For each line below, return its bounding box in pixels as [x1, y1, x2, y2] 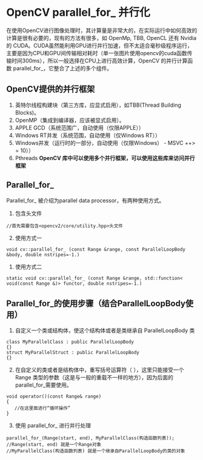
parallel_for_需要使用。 [15, 381, 73, 388]
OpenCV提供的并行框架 [6, 84, 95, 95]
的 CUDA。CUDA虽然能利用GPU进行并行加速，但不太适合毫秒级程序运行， [6, 42, 193, 49]
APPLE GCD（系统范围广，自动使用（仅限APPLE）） [15, 124, 144, 131]
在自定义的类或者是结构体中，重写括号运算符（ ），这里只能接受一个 [15, 366, 184, 373]
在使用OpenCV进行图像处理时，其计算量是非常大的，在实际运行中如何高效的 [6, 27, 198, 34]
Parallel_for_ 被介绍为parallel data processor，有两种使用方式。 [6, 196, 165, 204]
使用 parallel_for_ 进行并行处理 [15, 422, 91, 429]
